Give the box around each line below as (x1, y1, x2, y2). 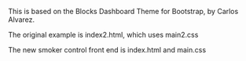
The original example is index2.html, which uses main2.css (8, 30, 199, 39)
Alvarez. (8, 15, 35, 24)
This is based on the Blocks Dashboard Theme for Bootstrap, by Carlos (8, 7, 239, 16)
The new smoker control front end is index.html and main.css (8, 45, 207, 54)
